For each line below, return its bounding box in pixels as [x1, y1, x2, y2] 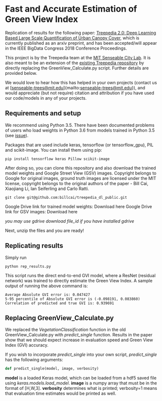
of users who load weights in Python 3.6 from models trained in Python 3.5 [5, 127, 155, 133]
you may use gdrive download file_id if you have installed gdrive [5, 218, 135, 224]
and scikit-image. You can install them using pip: [5, 147, 102, 153]
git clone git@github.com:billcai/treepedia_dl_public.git [5, 195, 127, 200]
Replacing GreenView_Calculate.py [5, 314, 114, 322]
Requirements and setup [5, 109, 81, 118]
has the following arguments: [5, 357, 63, 363]
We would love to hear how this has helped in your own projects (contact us [5, 79, 157, 86]
